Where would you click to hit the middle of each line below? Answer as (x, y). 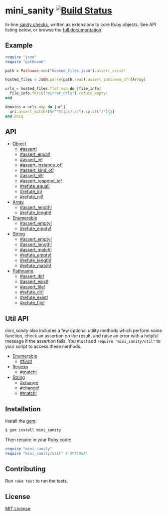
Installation (23, 409)
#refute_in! (31, 192)
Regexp (20, 367)
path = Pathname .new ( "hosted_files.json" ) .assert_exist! (66, 71)
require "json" (21, 57)
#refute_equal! (35, 186)
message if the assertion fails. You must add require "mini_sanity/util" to (83, 341)
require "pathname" (25, 62)
